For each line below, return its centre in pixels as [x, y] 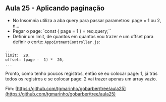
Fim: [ [11, 88]
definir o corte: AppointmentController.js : [56, 42]
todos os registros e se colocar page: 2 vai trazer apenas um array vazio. [81, 79]
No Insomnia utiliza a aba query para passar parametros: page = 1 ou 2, [87, 20]
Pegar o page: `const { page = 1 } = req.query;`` [62, 31]
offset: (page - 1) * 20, [35, 60]
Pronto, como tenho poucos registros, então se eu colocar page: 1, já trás [81, 73]
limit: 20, [18, 55]
